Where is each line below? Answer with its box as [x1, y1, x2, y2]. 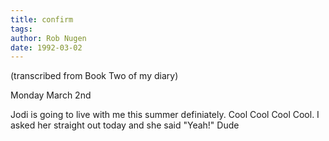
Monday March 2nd [10, 89, 92, 101]
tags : [10, 24, 33, 34]
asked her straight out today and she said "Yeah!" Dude [10, 119, 240, 131]
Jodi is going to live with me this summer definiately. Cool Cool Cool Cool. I [10, 109, 320, 121]
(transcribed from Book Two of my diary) [10, 70, 179, 82]
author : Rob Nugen [10, 33, 87, 43]
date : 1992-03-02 [10, 42, 83, 53]
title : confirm [10, 14, 74, 25]
